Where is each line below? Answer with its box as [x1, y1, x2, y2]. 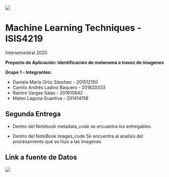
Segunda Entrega [5, 110, 61, 118]
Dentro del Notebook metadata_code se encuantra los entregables [12, 123, 151, 129]
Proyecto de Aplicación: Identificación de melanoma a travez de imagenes [5, 59, 164, 65]
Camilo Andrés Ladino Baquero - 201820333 [12, 84, 106, 91]
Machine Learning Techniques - [5, 22, 142, 34]
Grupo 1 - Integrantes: [5, 69, 52, 75]
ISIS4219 [5, 33, 43, 45]
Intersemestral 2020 [5, 50, 48, 56]
